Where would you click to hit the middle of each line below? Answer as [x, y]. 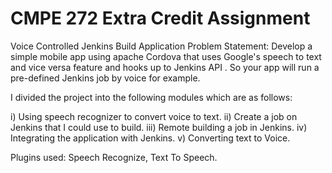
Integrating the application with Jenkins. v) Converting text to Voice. [150, 138]
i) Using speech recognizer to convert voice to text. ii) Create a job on [154, 116]
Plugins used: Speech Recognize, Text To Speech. [114, 157]
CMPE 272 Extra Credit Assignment [160, 18]
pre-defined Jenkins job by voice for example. [105, 78]
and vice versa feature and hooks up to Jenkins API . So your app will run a [165, 67]
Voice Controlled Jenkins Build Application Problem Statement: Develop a [161, 46]
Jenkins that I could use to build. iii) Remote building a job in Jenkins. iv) [159, 127]
